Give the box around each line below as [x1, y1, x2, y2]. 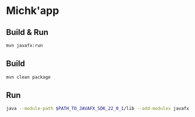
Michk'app [6, 4, 60, 17]
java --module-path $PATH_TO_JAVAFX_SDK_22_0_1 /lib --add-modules [6, 106, 171, 112]
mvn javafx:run [6, 42, 43, 48]
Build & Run [6, 27, 48, 37]
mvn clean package [6, 74, 51, 80]
